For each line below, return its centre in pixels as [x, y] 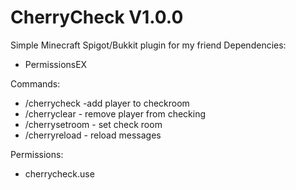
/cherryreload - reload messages [93, 135]
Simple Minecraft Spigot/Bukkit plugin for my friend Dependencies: [148, 45]
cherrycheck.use [59, 173]
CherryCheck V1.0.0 [97, 17]
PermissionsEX [56, 64]
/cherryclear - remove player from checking [115, 113]
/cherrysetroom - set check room [93, 124]
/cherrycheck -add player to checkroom [107, 103]
